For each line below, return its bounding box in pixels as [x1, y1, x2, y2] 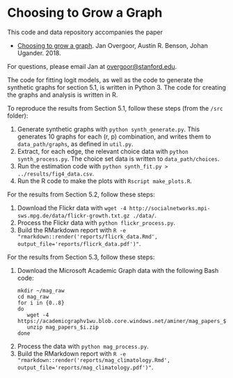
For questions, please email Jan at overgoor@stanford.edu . [7, 62, 177, 70]
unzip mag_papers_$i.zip [26, 324, 99, 331]
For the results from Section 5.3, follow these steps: [7, 253, 155, 261]
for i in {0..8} [17, 299, 65, 306]
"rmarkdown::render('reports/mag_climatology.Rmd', [17, 356, 170, 363]
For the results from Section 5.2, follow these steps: [7, 190, 155, 198]
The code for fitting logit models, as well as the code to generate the [7, 75, 204, 84]
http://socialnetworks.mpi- [129, 205, 211, 212]
